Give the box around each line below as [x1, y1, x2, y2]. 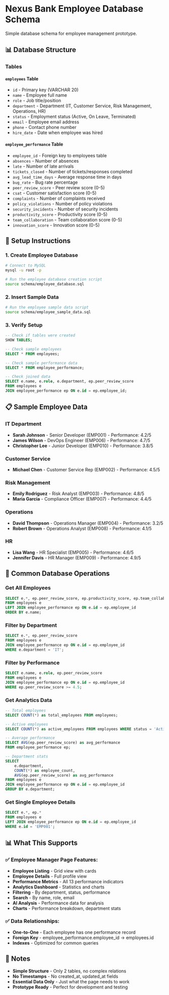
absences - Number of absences [12, 158, 79, 164]
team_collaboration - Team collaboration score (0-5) [12, 217, 122, 223]
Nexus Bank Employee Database [5, 3, 144, 15]
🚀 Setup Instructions [5, 237, 71, 245]
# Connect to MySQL [5, 263, 46, 268]
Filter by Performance [5, 659, 60, 666]
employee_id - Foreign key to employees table [12, 152, 107, 159]
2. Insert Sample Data [5, 293, 59, 300]
